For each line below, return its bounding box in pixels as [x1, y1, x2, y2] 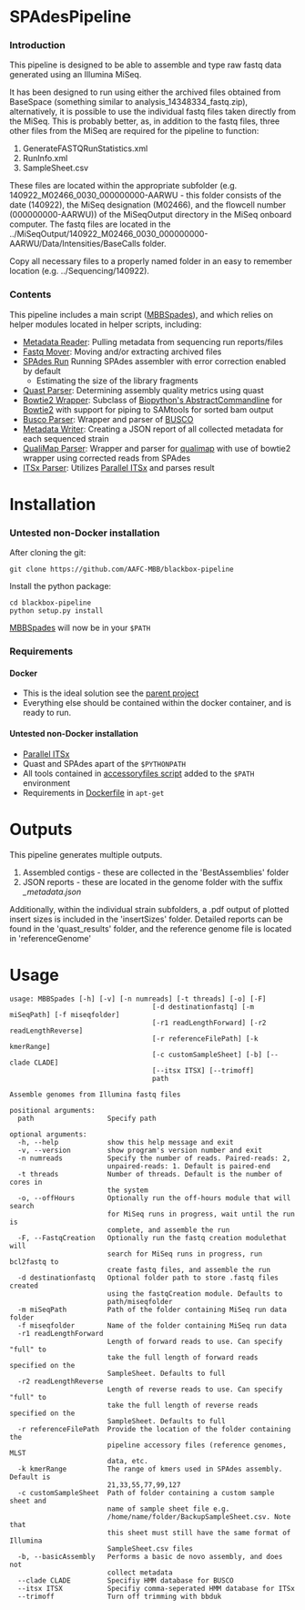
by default [22, 365, 61, 376]
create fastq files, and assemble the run [107, 1266, 271, 1275]
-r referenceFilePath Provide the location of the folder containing [17, 1425, 291, 1434]
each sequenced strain [22, 433, 109, 443]
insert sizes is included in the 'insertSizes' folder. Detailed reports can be [9, 913, 284, 924]
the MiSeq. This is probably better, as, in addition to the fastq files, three [9, 116, 280, 127]
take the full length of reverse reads [107, 1401, 259, 1411]
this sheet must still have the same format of [107, 1528, 291, 1538]
